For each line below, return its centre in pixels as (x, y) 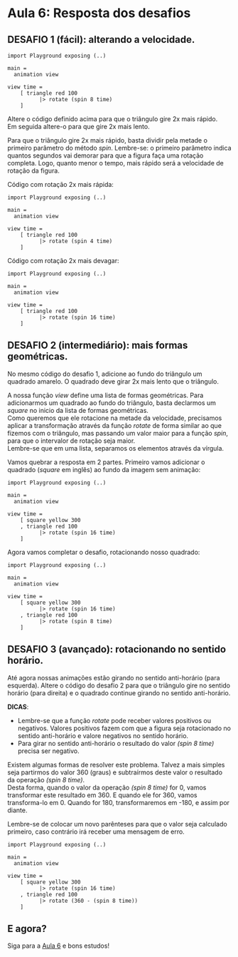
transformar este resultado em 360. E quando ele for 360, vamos (102, 795)
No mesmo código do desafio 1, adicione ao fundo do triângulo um (105, 374)
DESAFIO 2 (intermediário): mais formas (98, 346)
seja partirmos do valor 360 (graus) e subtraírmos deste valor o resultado (115, 772)
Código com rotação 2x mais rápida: (60, 184)
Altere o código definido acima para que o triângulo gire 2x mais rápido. (113, 119)
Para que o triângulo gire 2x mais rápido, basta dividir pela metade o (108, 140)
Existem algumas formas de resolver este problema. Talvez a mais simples (116, 764)
